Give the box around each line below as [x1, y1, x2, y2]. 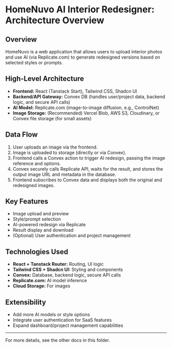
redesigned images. [12, 182, 55, 188]
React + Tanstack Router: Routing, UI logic [12, 261, 104, 267]
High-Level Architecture [5, 75, 84, 83]
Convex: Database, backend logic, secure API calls [12, 272, 121, 278]
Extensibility [5, 298, 46, 306]
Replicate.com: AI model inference [12, 278, 87, 284]
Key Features [5, 197, 49, 206]
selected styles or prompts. [5, 60, 63, 65]
